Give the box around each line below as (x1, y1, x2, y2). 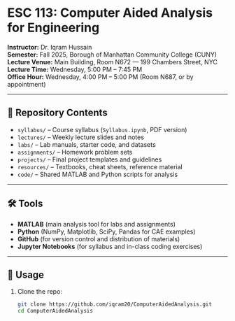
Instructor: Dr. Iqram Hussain (7, 43, 92, 51)
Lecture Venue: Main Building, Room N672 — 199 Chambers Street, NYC (7, 57, 218, 66)
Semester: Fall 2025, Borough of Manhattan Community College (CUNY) (7, 50, 218, 59)
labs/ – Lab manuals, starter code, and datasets (17, 140, 156, 148)
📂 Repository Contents (7, 107, 108, 119)
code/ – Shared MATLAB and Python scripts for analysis (17, 170, 178, 178)
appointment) (7, 80, 47, 88)
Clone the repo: (17, 287, 63, 296)
